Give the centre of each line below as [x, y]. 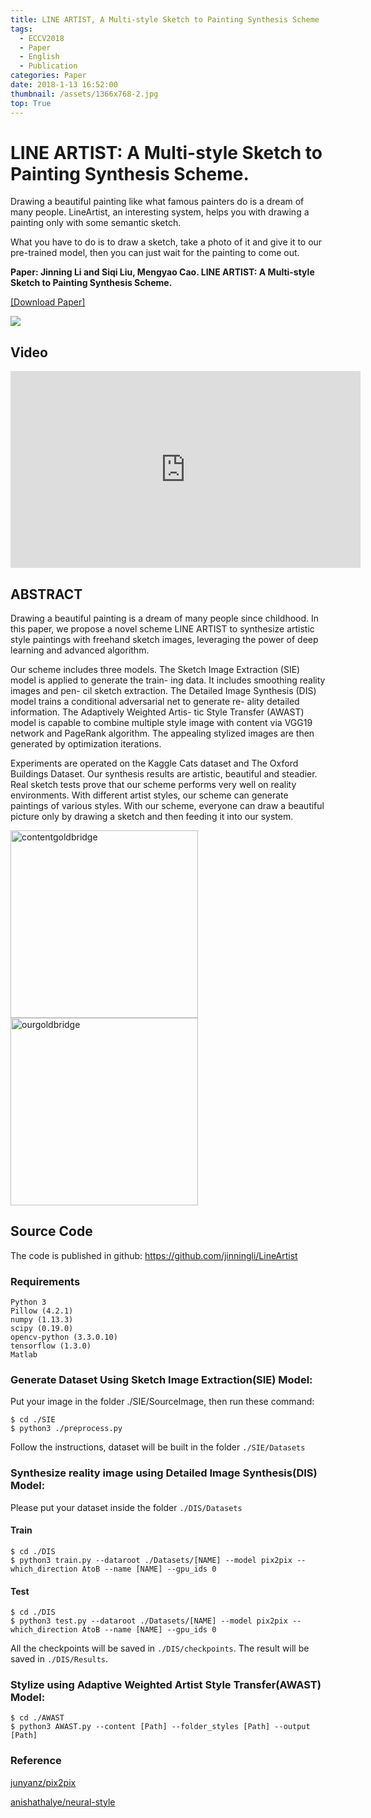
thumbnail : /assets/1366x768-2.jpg [84, 94]
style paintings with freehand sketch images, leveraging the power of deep [164, 640]
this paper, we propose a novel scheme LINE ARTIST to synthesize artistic [162, 629]
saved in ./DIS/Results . [59, 1659]
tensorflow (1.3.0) [51, 1346]
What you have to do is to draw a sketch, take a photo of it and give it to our [166, 242]
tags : [21, 29]
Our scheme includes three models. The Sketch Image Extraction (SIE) [155, 670]
